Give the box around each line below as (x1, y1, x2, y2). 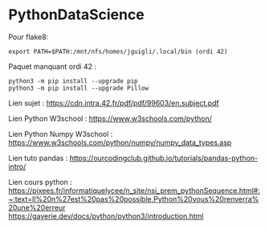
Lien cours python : (8, 177, 72, 187)
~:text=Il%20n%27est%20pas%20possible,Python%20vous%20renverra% (8, 194, 259, 203)
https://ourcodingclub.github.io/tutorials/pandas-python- (69, 153, 259, 163)
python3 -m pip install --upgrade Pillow (8, 84, 149, 92)
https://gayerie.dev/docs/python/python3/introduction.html (8, 211, 204, 221)
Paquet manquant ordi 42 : (8, 62, 97, 71)
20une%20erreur (8, 203, 66, 212)
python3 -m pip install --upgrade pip (8, 77, 138, 85)
